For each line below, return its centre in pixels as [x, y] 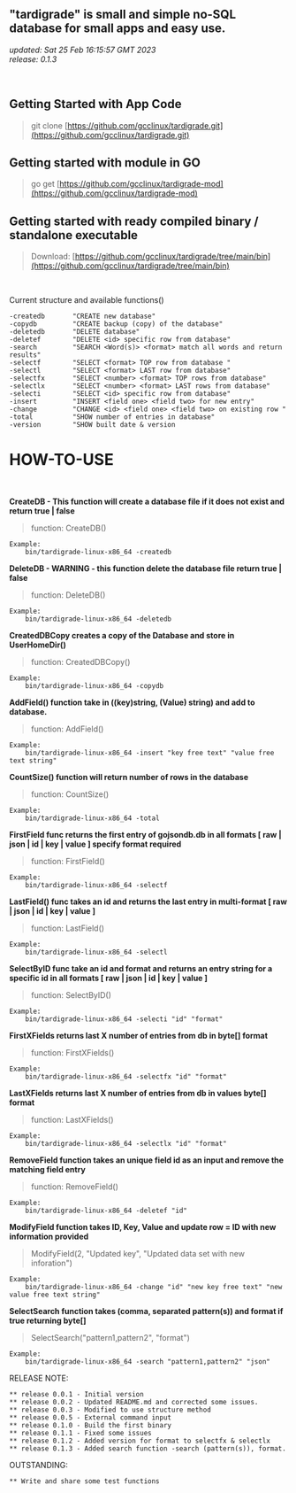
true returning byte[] [48, 1321]
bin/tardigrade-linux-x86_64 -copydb [95, 686]
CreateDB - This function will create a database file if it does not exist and [147, 502]
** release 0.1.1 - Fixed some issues [80, 1434]
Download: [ [53, 257]
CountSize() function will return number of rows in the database [129, 777]
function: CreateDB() [68, 528]
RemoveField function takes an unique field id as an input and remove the [147, 1160]
